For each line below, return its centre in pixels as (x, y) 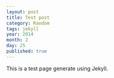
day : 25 (16, 46)
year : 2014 (20, 34)
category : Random (28, 23)
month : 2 (17, 40)
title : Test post (28, 18)
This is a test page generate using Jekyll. (57, 68)
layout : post (23, 12)
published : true (27, 51)
